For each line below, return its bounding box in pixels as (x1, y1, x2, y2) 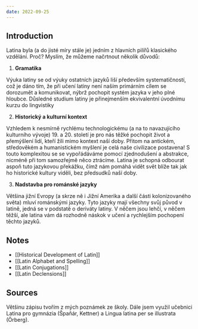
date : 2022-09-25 (6, 8, 49, 15)
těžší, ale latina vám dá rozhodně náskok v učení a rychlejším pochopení (6, 212, 184, 219)
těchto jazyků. (6, 218, 41, 225)
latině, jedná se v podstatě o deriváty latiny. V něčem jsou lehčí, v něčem (6, 205, 185, 212)
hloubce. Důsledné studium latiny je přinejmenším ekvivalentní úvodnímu (6, 95, 185, 102)
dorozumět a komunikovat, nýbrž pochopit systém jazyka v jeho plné (6, 89, 175, 96)
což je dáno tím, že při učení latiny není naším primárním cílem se (6, 83, 167, 90)
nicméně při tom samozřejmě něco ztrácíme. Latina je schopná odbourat (6, 157, 185, 164)
